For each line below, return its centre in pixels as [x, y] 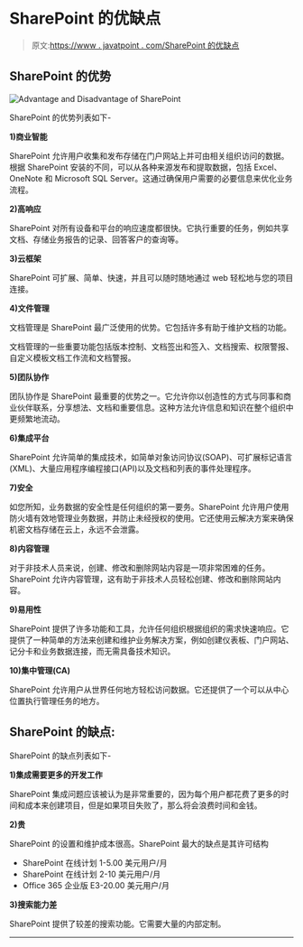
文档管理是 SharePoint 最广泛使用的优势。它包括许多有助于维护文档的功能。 [150, 327]
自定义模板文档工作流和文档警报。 [73, 357]
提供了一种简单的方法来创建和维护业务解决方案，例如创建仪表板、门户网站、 [151, 640]
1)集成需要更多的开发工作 [56, 775]
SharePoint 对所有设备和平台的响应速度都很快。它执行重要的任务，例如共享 [149, 227]
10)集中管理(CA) [40, 670]
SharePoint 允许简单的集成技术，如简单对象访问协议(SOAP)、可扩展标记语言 [151, 457]
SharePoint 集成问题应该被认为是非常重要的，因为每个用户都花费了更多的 [145, 794]
